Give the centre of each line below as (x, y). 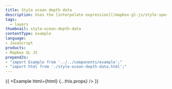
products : (16, 48)
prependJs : (17, 57)
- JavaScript (19, 43)
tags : (11, 19)
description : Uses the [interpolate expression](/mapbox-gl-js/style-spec (87, 15)
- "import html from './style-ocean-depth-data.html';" (66, 67)
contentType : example (28, 34)
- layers (19, 24)
